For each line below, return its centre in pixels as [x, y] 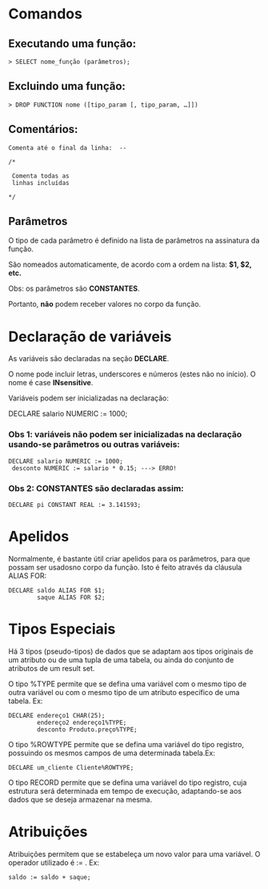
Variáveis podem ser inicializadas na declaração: [89, 398]
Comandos [45, 14]
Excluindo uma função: [67, 86]
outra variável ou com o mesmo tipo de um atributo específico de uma [124, 692]
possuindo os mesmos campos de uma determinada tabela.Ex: [112, 753]
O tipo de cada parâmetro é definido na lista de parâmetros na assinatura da [134, 240]
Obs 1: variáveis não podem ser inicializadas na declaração [125, 435]
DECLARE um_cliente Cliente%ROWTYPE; [71, 767]
